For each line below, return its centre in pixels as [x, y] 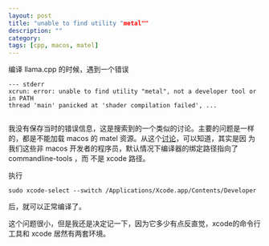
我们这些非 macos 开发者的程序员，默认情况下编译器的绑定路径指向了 [123, 148]
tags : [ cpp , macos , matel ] [53, 46]
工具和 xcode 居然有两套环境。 [59, 234]
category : [25, 38]
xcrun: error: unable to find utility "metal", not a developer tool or [132, 92]
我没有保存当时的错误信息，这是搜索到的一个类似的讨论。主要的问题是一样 [131, 128]
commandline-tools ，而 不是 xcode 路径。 [79, 159]
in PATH [21, 99]
